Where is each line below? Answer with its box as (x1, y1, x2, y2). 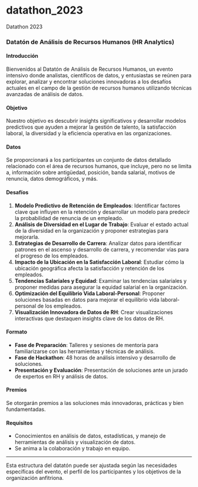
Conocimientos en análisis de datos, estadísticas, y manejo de (14, 432, 166, 440)
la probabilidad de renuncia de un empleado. (14, 214, 124, 221)
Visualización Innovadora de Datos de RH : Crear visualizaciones (14, 308, 173, 316)
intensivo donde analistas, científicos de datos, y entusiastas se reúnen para (6, 72, 192, 79)
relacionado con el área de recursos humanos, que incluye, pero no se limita (6, 163, 192, 170)
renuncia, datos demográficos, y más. (6, 175, 98, 182)
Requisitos (6, 419, 33, 426)
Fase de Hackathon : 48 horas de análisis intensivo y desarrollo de (14, 354, 176, 361)
